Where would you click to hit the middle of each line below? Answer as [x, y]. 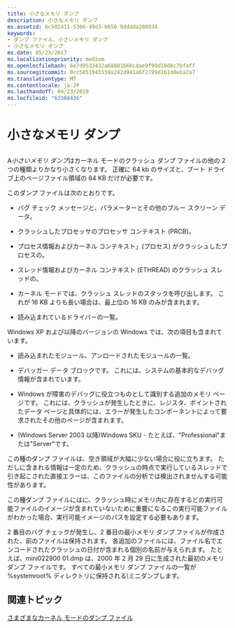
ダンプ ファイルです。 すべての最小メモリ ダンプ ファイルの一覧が [102, 566]
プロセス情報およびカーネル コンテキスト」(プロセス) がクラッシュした [119, 246]
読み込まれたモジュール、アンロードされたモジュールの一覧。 [106, 355]
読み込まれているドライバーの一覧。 [70, 317]
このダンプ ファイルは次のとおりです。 [63, 192]
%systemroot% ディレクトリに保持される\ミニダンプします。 [95, 576]
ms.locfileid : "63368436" [45, 99]
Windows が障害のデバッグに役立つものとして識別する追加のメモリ [114, 394]
